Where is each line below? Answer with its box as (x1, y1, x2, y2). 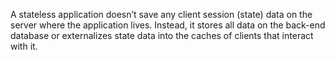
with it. (10, 40, 38, 52)
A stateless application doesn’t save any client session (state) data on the (10, 9, 313, 20)
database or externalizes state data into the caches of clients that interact (10, 30, 314, 41)
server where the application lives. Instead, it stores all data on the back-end (10, 19, 326, 31)
